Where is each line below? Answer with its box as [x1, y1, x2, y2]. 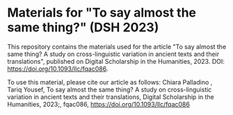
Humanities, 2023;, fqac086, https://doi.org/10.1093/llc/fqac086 [7, 100, 190, 108]
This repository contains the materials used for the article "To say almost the [7, 42, 227, 51]
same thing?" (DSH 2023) [7, 19, 159, 35]
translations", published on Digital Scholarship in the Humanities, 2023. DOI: [7, 57, 225, 65]
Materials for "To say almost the [7, 5, 197, 21]
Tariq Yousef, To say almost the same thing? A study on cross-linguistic [7, 85, 212, 94]
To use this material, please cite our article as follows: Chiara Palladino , [7, 78, 213, 86]
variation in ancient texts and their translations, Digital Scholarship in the [7, 92, 214, 101]
